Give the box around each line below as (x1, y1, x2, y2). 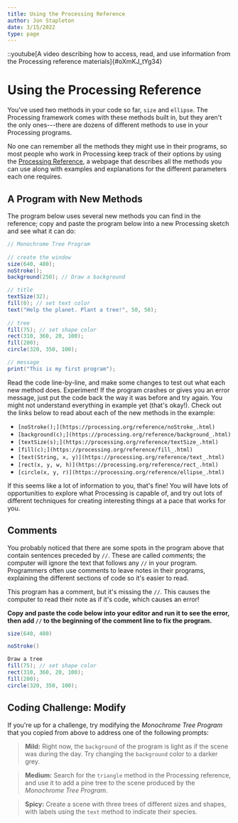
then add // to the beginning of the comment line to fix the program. (7, 616, 212, 625)
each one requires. (7, 172, 63, 181)
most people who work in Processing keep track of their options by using (7, 150, 222, 158)
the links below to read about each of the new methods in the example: (7, 408, 215, 416)
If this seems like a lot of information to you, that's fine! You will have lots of (7, 481, 229, 490)
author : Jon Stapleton (7, 17, 75, 24)
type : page (7, 30, 40, 38)
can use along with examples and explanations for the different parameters (7, 165, 227, 173)
